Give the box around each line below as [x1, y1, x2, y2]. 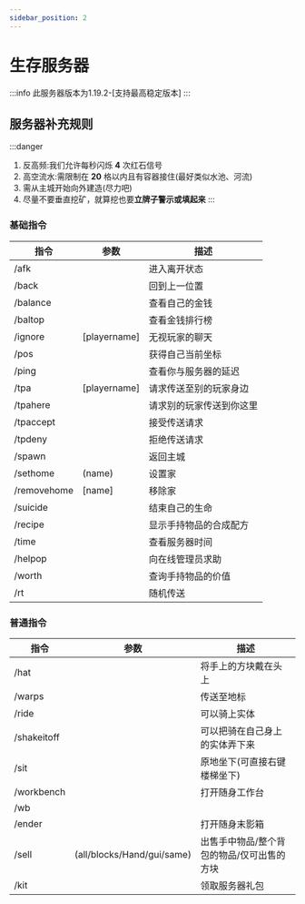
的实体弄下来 [200, 738, 256, 751]
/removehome [14, 483, 74, 496]
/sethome [14, 466, 55, 479]
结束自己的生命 [148, 502, 213, 514]
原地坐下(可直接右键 [200, 755, 286, 767]
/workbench [14, 785, 66, 797]
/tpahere [14, 398, 51, 411]
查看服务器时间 [148, 535, 213, 548]
